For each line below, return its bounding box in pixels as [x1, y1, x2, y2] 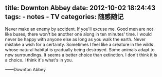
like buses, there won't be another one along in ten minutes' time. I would [5, 31, 152, 37]
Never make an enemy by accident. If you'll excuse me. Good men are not [5, 26, 153, 32]
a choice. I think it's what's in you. [5, 57, 73, 63]
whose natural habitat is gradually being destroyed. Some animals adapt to [5, 46, 155, 53]
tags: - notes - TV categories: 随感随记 [5, 13, 124, 21]
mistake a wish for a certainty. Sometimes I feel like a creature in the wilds [5, 41, 153, 47]
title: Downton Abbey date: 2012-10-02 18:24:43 [5, 4, 156, 12]
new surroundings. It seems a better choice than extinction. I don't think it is [5, 52, 157, 58]
